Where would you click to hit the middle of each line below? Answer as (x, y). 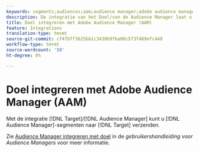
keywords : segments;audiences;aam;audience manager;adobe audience (91, 11)
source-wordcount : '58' (36, 50)
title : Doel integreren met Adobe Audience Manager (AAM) (79, 22)
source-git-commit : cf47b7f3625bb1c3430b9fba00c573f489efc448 (84, 39)
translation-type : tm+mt (37, 34)
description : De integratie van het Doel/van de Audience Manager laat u (99, 17)
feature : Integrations (34, 28)
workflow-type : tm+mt (33, 45)
